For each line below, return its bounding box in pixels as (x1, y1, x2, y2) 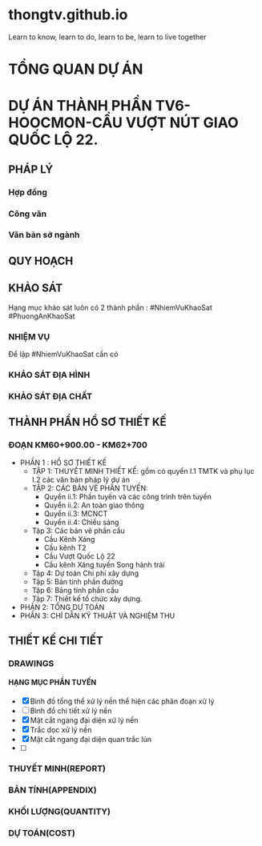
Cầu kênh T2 (43, 543, 87, 552)
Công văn (8, 208, 46, 219)
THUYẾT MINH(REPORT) (8, 763, 107, 774)
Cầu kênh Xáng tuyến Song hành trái (43, 559, 165, 569)
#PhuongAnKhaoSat (8, 311, 75, 321)
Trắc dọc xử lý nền (30, 725, 92, 735)
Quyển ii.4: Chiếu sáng (43, 517, 119, 527)
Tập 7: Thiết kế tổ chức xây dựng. (31, 594, 143, 603)
